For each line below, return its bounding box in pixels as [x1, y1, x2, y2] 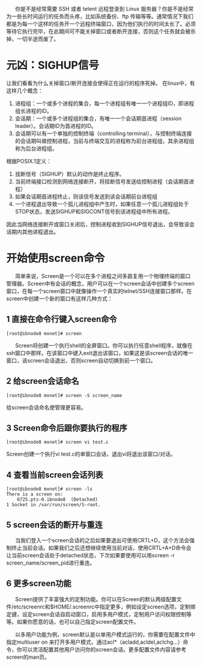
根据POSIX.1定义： [6, 157, 52, 165]
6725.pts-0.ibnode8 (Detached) [17, 497, 98, 503]
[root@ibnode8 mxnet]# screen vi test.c [6, 439, 109, 446]
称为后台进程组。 [14, 145, 58, 152]
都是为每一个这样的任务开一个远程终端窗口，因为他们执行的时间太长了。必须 [6, 20, 196, 27]
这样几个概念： [6, 86, 43, 94]
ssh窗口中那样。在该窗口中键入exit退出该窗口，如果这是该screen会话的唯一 [6, 349, 194, 356]
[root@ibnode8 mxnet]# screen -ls [6, 486, 93, 492]
